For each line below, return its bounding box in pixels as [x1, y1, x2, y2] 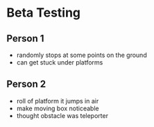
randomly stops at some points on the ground [16, 51, 147, 59]
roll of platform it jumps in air [16, 96, 99, 105]
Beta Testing [6, 5, 81, 21]
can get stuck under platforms [16, 58, 103, 67]
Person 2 [6, 78, 46, 90]
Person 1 [6, 33, 44, 44]
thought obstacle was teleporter [16, 111, 109, 119]
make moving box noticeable [16, 104, 99, 112]
